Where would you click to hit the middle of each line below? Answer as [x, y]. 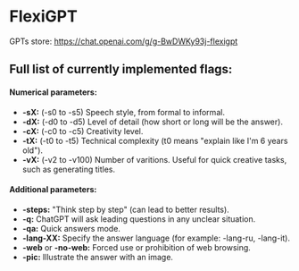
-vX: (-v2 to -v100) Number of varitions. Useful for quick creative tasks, [154, 159]
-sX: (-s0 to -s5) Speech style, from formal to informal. [124, 112]
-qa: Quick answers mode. [71, 228]
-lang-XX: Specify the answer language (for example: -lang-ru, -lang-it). [156, 238]
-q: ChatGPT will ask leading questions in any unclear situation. [139, 219]
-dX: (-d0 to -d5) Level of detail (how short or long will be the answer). [153, 122]
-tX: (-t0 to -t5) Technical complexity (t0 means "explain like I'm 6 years [155, 140]
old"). [32, 150]
